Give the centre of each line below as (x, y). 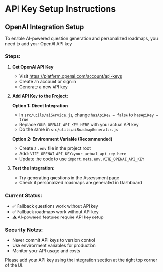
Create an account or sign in (48, 82)
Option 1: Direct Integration (40, 106)
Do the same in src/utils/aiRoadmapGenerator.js (69, 129)
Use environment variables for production (54, 245)
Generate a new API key (44, 87)
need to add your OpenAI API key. (39, 44)
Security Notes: (24, 230)
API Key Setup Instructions (60, 9)
